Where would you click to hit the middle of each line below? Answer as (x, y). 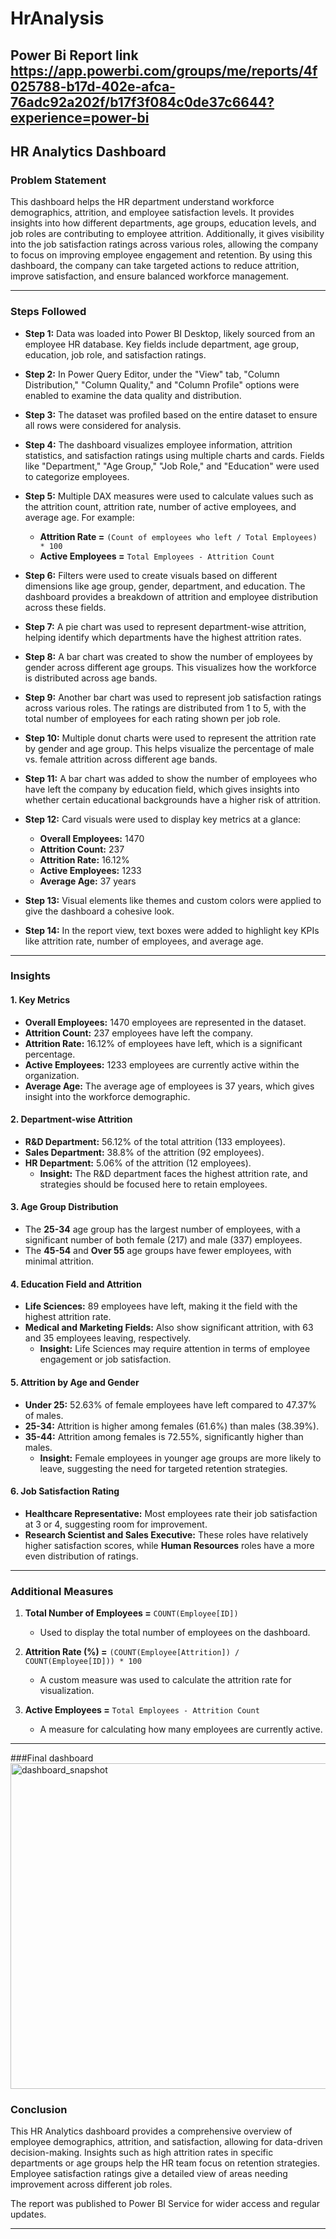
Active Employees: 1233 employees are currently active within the (162, 1064)
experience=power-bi (80, 117)
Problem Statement (58, 180)
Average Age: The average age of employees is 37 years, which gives (169, 1086)
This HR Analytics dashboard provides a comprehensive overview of (151, 2131)
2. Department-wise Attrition (71, 1119)
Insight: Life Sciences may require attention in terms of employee (175, 1349)
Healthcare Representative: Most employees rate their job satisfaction (171, 1513)
